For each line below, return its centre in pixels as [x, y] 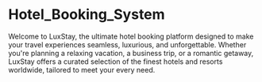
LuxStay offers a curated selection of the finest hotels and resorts [116, 61]
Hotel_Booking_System [87, 15]
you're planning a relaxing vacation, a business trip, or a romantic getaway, [131, 53]
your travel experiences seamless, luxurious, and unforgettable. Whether [127, 44]
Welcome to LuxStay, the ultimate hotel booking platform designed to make [131, 36]
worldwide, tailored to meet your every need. [82, 69]
